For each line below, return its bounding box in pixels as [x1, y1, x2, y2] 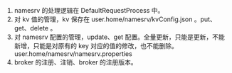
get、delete [14, 24, 49, 32]
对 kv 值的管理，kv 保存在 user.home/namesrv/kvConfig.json [14, 15, 193, 23]
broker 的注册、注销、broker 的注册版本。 [14, 58, 137, 66]
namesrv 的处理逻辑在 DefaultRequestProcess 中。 [14, 6, 164, 14]
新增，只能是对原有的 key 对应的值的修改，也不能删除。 [14, 42, 178, 50]
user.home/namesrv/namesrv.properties [14, 50, 133, 58]
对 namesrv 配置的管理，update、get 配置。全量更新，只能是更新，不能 [14, 33, 226, 41]
